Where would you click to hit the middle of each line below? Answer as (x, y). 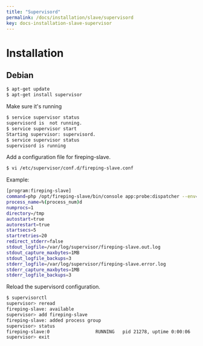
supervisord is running (36, 146)
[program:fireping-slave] (39, 191)
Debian (20, 75)
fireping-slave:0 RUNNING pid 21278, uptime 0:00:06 (98, 331)
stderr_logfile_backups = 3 (39, 275)
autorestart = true (28, 224)
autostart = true (25, 219)
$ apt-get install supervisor (44, 95)
